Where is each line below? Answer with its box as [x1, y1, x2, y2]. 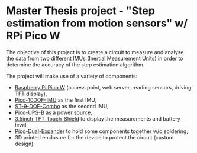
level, [14, 121, 28, 128]
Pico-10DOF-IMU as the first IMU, [14, 96, 97, 104]
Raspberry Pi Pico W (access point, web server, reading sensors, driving [14, 84, 192, 91]
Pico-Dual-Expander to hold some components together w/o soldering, [14, 128, 188, 135]
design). [14, 140, 35, 147]
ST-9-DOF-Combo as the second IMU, [14, 102, 109, 109]
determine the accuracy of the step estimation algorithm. [6, 61, 145, 68]
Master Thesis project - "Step [6, 4, 156, 18]
